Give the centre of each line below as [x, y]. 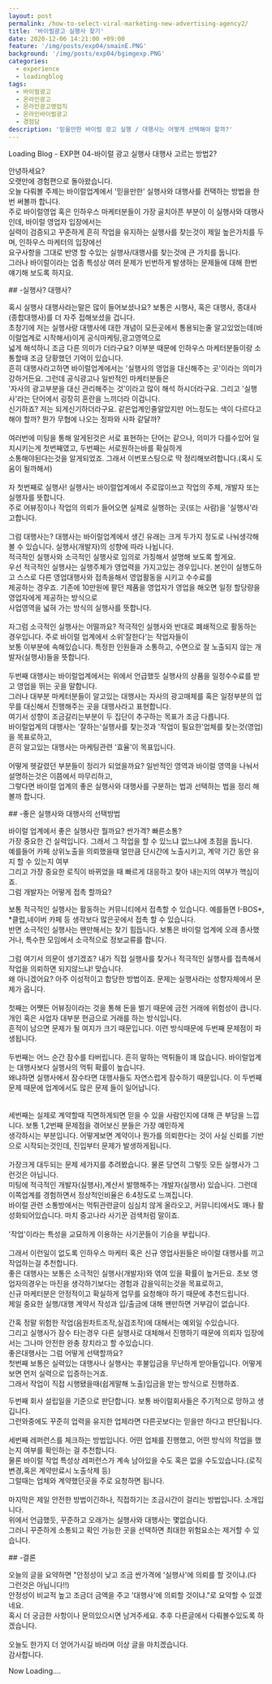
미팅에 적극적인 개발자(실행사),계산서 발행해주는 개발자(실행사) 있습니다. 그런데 [133, 1184]
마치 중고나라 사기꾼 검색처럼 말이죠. [122, 1215]
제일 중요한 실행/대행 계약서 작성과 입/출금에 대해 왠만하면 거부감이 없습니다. [129, 1303]
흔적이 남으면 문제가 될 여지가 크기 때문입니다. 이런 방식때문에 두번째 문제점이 [131, 1028]
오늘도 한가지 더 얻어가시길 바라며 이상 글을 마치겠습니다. [98, 1644]
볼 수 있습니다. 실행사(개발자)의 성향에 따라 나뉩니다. [91, 547]
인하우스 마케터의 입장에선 [60, 242]
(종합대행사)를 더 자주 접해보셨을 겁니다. [72, 317]
